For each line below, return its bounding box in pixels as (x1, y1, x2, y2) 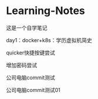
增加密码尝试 (6, 62, 37, 69)
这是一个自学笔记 (6, 24, 48, 31)
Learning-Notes (6, 4, 85, 18)
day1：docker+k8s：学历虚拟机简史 (6, 36, 93, 43)
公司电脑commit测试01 (6, 86, 60, 93)
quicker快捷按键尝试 (6, 49, 56, 56)
